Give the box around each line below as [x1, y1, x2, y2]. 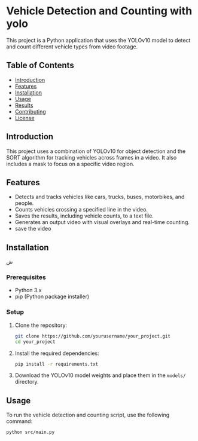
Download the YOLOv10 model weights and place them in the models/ [14, 372, 186, 379]
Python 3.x [14, 287, 42, 294]
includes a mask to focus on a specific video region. [6, 160, 135, 167]
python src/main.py [6, 429, 55, 436]
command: [6, 418, 33, 425]
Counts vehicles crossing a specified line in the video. [14, 206, 148, 213]
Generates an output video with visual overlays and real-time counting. [14, 219, 190, 226]
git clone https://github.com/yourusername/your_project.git [14, 333, 171, 339]
